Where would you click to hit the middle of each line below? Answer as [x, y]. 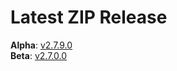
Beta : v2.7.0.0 [38, 55]
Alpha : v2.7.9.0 [41, 45]
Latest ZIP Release [89, 17]
